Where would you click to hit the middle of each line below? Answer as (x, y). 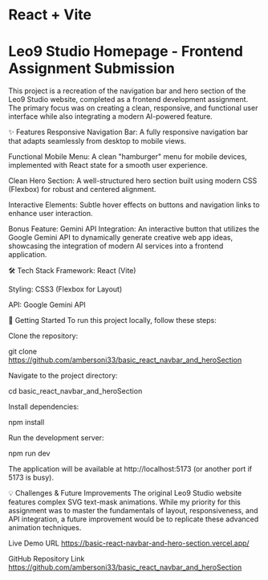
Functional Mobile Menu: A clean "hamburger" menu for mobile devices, (128, 157)
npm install (26, 423)
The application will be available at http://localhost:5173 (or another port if (130, 469)
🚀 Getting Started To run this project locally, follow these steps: (112, 321)
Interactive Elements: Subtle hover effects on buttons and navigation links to (134, 205)
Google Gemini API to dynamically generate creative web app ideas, (121, 238)
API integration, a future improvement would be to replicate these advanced (134, 519)
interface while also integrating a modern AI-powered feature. (110, 116)
